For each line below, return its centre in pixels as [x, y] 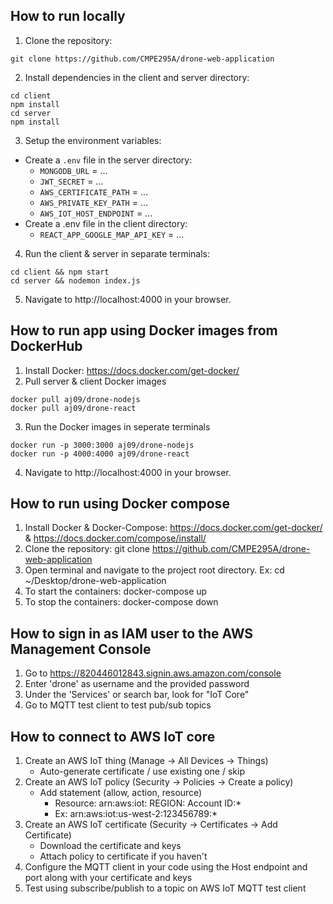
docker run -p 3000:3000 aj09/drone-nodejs [102, 445]
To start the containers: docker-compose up [116, 591]
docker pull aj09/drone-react [73, 408]
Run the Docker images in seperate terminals [117, 426]
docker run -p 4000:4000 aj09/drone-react [100, 454]
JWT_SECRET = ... [71, 181]
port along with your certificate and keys [108, 878]
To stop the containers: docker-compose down [121, 602]
